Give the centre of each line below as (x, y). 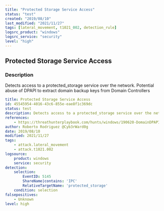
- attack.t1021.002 (34, 150)
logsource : (16, 154)
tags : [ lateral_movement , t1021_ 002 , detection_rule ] (61, 28)
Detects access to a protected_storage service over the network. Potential (80, 85)
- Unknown (24, 199)
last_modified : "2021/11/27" (35, 23)
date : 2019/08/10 (23, 131)
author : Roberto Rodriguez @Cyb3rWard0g (47, 127)
